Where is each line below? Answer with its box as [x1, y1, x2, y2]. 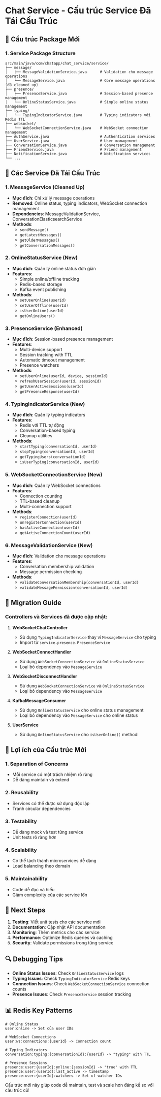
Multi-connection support [19, 503, 72, 509]
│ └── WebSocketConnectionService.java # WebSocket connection [5, 126, 149, 130]
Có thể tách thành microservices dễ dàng [12, 858, 97, 864]
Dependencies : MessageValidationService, [12, 211, 100, 217]
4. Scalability [5, 846, 37, 853]
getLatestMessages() [19, 232, 62, 237]
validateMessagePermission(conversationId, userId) [19, 585, 128, 590]
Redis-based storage [19, 281, 63, 287]
